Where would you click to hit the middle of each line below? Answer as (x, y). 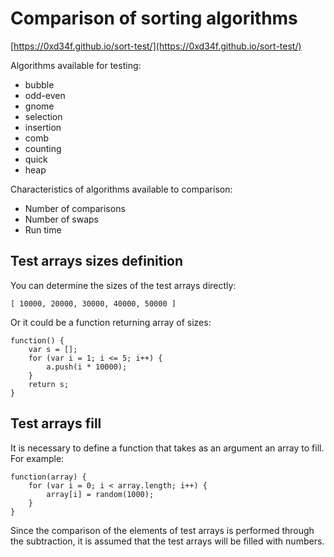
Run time (43, 229)
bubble (39, 84)
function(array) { (48, 477)
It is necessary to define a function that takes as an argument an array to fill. (167, 448)
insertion (43, 127)
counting (43, 148)
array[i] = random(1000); (100, 494)
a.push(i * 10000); (87, 367)
